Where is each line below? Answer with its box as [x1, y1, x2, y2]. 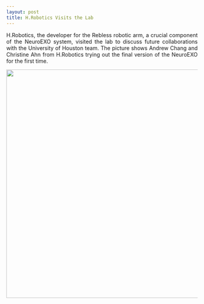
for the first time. [6, 57, 49, 65]
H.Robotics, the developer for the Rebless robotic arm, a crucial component [6, 31, 198, 38]
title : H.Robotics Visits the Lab [6, 15, 94, 21]
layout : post [6, 9, 39, 15]
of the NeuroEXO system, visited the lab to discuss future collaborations [6, 38, 198, 45]
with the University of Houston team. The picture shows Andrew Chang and [6, 44, 198, 52]
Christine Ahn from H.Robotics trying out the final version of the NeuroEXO [6, 51, 198, 58]
